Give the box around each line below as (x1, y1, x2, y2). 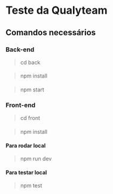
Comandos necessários (5, 27, 96, 38)
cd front (20, 115, 40, 122)
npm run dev (20, 155, 52, 162)
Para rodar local (5, 141, 46, 149)
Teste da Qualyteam (5, 4, 108, 17)
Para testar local (5, 168, 47, 176)
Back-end (5, 45, 35, 54)
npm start (20, 86, 44, 93)
